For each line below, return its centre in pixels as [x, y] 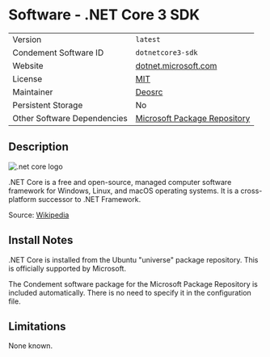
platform [22, 199]
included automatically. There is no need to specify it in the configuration [130, 292]
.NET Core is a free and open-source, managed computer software [120, 182]
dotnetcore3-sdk [167, 52]
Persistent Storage [48, 105]
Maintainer [33, 92]
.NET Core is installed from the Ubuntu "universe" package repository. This [133, 259]
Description [38, 147]
